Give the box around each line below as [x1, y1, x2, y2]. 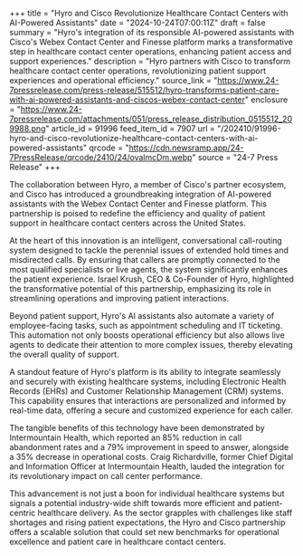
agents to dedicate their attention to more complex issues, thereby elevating [9, 340, 294, 350]
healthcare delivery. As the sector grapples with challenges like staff [37, 507, 293, 518]
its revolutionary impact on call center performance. [9, 471, 204, 481]
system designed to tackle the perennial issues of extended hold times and [9, 244, 289, 255]
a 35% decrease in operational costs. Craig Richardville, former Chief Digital [9, 452, 294, 462]
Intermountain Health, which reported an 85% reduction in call [9, 432, 242, 443]
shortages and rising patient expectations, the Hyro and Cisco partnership [9, 517, 286, 528]
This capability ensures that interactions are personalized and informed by [9, 396, 287, 406]
